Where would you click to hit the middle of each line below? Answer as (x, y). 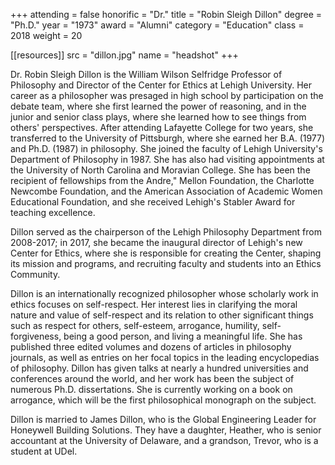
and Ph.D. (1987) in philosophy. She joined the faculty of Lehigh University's (166, 148)
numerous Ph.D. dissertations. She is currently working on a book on (151, 389)
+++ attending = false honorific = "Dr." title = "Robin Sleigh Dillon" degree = (166, 14)
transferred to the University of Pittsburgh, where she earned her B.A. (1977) (168, 138)
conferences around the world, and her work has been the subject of (152, 378)
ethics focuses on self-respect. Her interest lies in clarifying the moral (154, 304)
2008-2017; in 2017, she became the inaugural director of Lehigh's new (156, 242)
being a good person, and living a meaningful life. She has (183, 336)
